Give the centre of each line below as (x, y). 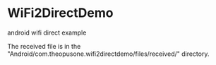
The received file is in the (44, 46)
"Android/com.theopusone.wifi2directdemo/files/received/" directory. (108, 54)
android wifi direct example (47, 32)
